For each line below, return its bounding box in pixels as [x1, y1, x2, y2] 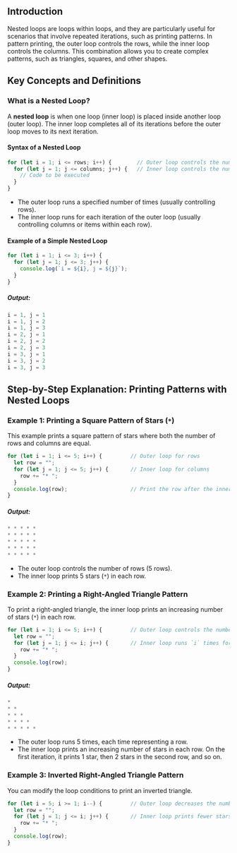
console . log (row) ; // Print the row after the [13, 485, 213, 492]
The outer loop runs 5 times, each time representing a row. [17, 737, 188, 746]
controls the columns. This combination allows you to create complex [7, 47, 209, 55]
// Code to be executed [20, 172, 90, 179]
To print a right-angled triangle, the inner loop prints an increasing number [7, 605, 224, 613]
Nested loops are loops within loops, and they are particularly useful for [7, 24, 216, 32]
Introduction [7, 6, 63, 18]
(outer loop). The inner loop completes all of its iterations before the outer [7, 119, 221, 128]
